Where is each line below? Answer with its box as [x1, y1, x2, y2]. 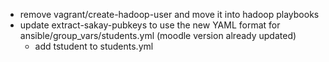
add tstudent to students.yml [34, 40, 154, 52]
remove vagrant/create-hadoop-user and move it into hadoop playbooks [19, 9, 320, 20]
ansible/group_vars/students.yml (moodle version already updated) [19, 30, 297, 41]
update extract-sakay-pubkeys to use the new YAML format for [19, 19, 281, 31]
